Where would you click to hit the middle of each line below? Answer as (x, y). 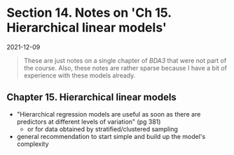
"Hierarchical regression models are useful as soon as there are (109, 114)
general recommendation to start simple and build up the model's (111, 136)
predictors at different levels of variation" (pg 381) (89, 121)
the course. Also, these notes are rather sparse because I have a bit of (125, 68)
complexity (33, 144)
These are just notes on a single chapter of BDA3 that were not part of (125, 60)
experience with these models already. (80, 75)
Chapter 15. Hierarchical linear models (91, 97)
